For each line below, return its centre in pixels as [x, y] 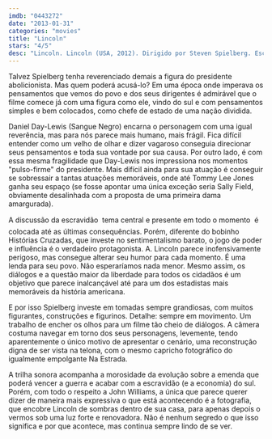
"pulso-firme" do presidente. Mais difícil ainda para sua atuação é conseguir [136, 169]
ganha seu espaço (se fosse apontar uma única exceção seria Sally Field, [131, 186]
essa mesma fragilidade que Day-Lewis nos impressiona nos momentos [128, 161]
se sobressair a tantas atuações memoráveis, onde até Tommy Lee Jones [131, 178]
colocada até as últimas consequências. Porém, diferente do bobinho [124, 232]
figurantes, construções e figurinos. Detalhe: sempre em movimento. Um [130, 316]
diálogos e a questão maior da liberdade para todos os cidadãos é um [125, 274]
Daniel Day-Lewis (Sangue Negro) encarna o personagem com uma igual [130, 127]
